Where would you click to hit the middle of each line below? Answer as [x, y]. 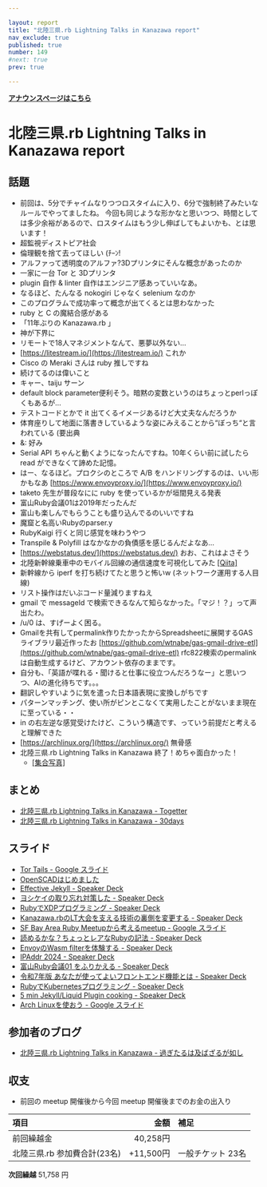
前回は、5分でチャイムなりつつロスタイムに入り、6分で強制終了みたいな [139, 203]
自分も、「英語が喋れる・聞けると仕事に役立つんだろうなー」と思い [130, 672]
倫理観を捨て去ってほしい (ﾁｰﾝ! [70, 253]
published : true [35, 45]
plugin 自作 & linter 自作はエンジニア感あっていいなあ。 [110, 283]
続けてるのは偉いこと [55, 372]
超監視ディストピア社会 [58, 243]
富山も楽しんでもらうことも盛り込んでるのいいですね [106, 512]
